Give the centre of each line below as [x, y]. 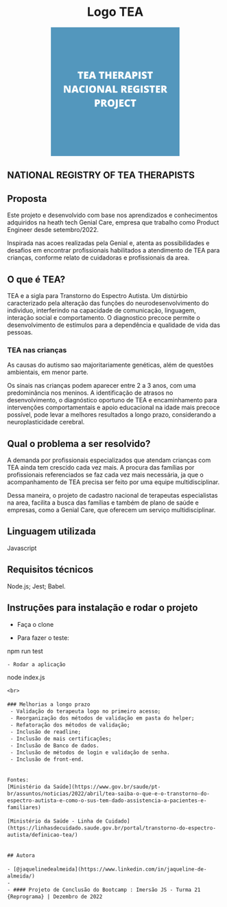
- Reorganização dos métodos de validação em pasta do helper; [102, 718]
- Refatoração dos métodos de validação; [70, 725]
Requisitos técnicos [50, 570]
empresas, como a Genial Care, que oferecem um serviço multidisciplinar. [111, 510]
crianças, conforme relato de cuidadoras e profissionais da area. [98, 257]
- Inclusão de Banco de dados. [55, 746]
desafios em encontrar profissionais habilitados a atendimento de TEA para [113, 251]
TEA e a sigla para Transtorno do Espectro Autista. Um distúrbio [97, 295]
